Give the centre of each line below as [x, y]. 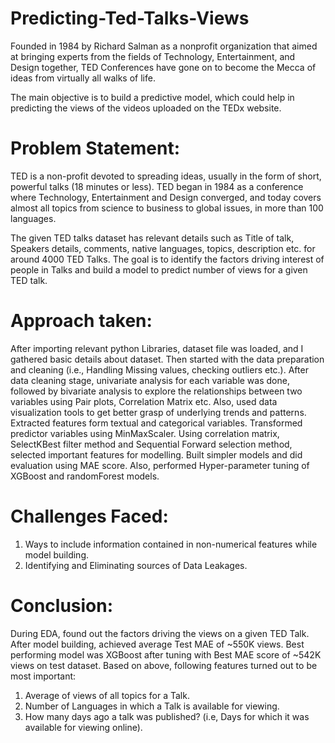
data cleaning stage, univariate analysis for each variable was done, [150, 380]
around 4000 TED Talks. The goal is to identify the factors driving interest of [167, 259]
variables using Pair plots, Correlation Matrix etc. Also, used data [144, 401]
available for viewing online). [83, 727]
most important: [43, 676]
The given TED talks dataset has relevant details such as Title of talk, [152, 238]
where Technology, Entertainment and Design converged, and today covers [166, 197]
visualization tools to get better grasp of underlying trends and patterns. [158, 412]
